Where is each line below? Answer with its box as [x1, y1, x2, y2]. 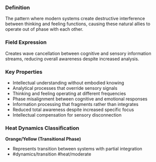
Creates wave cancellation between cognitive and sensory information [5, 50, 151, 57]
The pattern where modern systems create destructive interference [5, 16, 145, 22]
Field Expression [5, 39, 47, 46]
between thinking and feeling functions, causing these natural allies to [5, 21, 150, 27]
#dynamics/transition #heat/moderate [12, 151, 92, 157]
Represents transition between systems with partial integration [12, 146, 142, 152]
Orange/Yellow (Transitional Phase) [5, 136, 82, 142]
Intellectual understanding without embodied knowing [12, 80, 124, 86]
